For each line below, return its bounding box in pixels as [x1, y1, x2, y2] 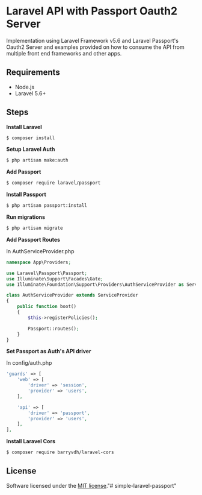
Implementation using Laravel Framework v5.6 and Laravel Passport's [6, 37, 179, 44]
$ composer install [6, 134, 55, 141]
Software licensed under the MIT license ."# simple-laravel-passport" [6, 482, 177, 489]
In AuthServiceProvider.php [6, 247, 75, 254]
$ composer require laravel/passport [6, 180, 101, 186]
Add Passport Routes [6, 236, 61, 243]
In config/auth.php [6, 359, 52, 367]
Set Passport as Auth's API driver [6, 348, 91, 355]
